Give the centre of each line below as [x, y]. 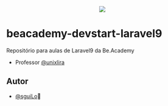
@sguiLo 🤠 [28, 96]
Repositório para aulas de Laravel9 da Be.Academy [71, 50]
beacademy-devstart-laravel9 [84, 34]
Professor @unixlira [40, 62]
